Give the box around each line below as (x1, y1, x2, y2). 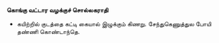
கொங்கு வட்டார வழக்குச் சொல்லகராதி (6, 6, 109, 14)
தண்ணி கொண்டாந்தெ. (16, 28, 80, 35)
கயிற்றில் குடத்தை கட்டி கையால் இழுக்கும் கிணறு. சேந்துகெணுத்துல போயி (16, 20, 212, 28)
